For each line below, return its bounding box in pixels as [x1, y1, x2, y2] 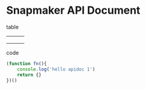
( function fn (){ [6, 60, 47, 66]
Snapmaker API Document [6, 4, 141, 17]
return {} [17, 72, 42, 78]
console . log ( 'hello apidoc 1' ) [17, 66, 96, 72]
